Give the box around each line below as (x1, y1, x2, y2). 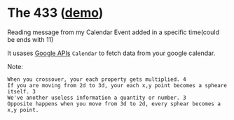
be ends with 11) (7, 35, 54, 43)
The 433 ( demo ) (7, 5, 104, 21)
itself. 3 (7, 88, 36, 95)
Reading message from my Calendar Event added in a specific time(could (7, 28, 219, 36)
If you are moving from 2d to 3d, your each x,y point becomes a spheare (7, 82, 228, 89)
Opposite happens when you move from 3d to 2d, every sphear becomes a (7, 100, 221, 107)
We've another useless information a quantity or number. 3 (7, 94, 187, 101)
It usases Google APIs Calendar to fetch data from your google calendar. (7, 49, 216, 57)
